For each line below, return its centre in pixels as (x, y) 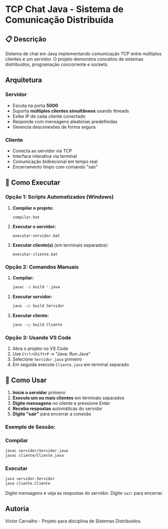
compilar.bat (26, 217)
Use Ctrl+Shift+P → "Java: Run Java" (51, 354)
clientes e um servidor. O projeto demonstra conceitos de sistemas (74, 59)
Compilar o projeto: (33, 208)
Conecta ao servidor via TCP (42, 151)
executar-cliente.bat (35, 254)
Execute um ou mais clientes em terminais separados (68, 398)
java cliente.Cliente (28, 483)
